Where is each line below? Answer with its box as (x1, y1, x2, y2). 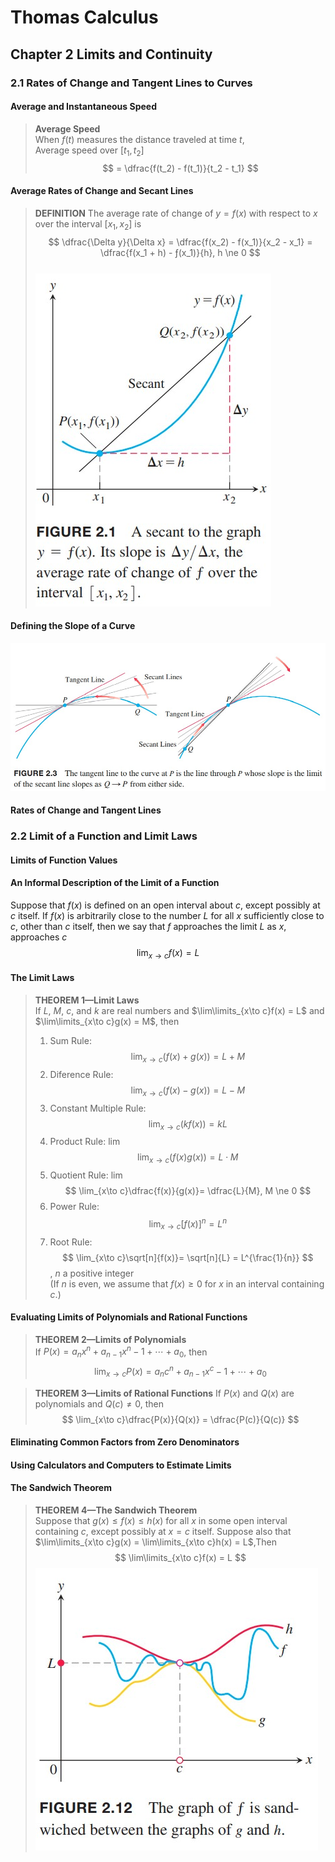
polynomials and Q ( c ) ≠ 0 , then (34, 1397, 164, 1410)
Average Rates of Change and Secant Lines (10, 185, 194, 197)
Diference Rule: (49, 1068, 114, 1080)
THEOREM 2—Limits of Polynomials (34, 1333, 187, 1345)
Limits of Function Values (10, 854, 118, 866)
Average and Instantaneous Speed (10, 101, 157, 113)
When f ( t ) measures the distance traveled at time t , (34, 133, 245, 145)
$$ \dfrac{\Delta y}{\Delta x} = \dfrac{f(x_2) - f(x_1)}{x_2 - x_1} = (48, 236, 313, 248)
